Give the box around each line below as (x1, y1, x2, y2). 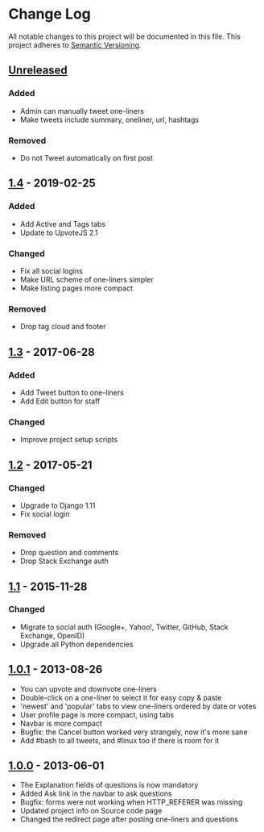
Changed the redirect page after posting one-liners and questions (19, 814, 239, 824)
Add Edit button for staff (19, 396, 101, 406)
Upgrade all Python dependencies (19, 639, 134, 649)
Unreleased (8, 64, 68, 77)
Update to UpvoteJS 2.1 (19, 228, 98, 237)
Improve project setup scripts (19, 435, 118, 445)
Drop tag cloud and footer (19, 322, 106, 332)
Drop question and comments (19, 548, 119, 558)
